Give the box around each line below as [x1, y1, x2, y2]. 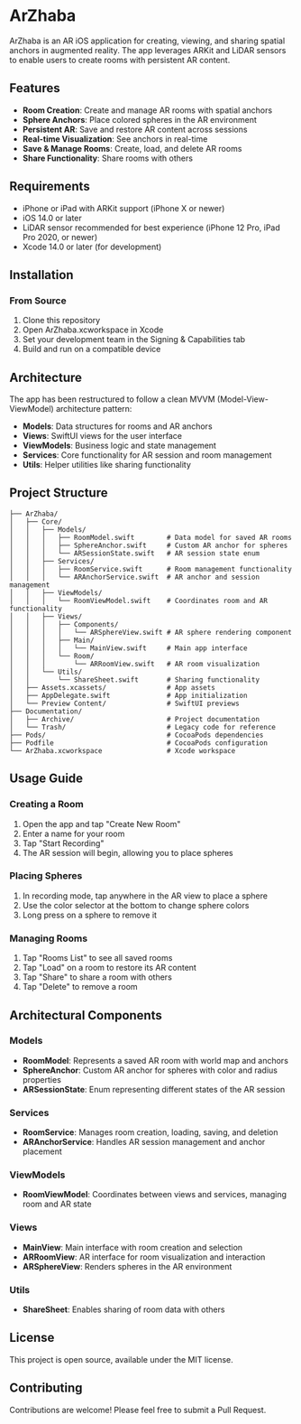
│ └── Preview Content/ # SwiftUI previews [9, 699, 241, 708]
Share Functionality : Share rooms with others [22, 153, 194, 163]
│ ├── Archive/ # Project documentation [9, 714, 260, 723]
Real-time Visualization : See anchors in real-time [22, 133, 208, 144]
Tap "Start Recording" [22, 837, 105, 849]
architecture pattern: [55, 404, 132, 414]
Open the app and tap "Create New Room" [22, 818, 181, 829]
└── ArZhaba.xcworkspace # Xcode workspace [9, 746, 236, 755]
